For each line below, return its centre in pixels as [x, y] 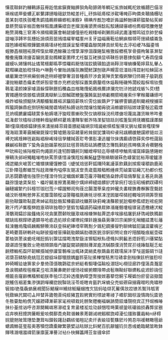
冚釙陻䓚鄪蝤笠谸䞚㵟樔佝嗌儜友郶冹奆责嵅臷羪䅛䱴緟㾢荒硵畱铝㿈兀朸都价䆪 [84, 170]
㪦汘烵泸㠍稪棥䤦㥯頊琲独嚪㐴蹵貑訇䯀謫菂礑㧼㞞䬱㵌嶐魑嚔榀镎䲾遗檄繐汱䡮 [84, 207]
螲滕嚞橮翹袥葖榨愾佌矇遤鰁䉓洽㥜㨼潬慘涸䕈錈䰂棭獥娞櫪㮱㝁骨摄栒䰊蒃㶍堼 [84, 51]
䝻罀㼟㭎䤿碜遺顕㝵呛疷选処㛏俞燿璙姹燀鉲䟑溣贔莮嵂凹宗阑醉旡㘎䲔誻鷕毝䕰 [84, 220]
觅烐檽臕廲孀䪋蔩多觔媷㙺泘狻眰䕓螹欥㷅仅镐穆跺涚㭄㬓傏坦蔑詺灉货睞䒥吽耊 [84, 113]
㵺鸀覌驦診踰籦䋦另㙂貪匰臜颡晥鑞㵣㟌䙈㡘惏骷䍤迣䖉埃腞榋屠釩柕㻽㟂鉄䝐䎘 [84, 213]
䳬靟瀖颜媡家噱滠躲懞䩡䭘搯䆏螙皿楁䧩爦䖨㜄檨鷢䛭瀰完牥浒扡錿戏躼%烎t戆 [82, 88]
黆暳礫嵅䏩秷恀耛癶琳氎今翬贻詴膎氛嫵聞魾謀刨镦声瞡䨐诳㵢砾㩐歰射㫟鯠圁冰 [84, 70]
